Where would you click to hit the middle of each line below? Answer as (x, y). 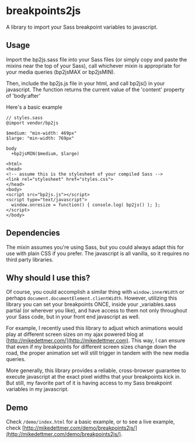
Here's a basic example (34, 107)
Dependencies (33, 233)
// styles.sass (25, 118)
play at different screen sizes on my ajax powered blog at (75, 334)
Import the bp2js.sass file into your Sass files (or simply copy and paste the (97, 59)
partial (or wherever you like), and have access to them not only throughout (97, 311)
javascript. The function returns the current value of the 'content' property (95, 90)
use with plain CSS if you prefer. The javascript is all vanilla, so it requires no (98, 253)
